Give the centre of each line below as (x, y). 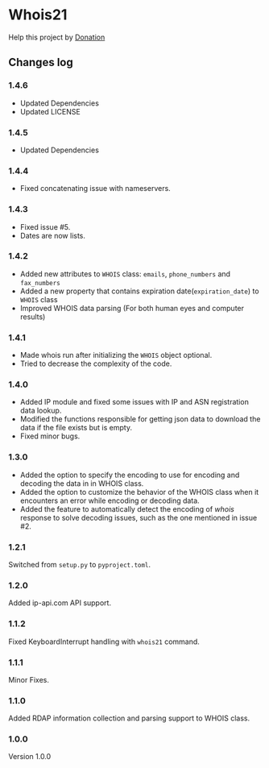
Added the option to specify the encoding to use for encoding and (130, 475)
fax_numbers (40, 283)
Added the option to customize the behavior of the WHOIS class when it (139, 492)
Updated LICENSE (50, 111)
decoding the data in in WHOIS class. (82, 483)
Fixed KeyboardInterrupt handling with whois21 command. (104, 641)
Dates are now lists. (53, 235)
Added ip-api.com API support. (60, 603)
